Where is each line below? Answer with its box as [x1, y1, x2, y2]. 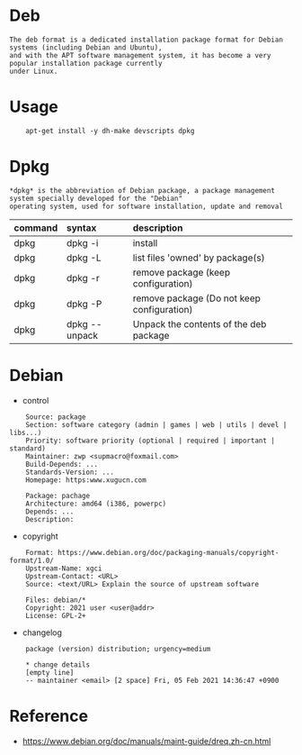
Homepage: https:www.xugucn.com [25, 475, 147, 485]
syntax [66, 222, 97, 234]
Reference [9, 705, 88, 726]
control [22, 395, 49, 405]
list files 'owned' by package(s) [132, 251, 265, 264]
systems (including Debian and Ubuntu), [9, 42, 164, 52]
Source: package [25, 412, 87, 422]
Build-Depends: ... [25, 459, 99, 468]
